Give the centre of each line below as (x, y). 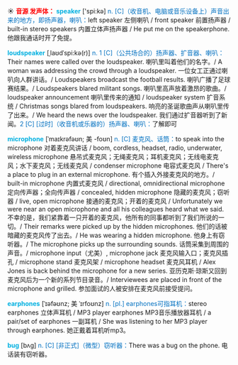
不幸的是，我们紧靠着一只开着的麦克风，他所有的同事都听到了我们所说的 (113, 217)
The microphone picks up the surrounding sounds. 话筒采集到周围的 (129, 244)
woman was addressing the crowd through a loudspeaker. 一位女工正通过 (114, 71)
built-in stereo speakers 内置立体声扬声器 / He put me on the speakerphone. (119, 29)
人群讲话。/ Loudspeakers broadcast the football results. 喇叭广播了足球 (125, 80)
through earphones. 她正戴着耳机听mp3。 (68, 330)
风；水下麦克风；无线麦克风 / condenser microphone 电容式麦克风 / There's (118, 165)
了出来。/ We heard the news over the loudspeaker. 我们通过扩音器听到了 (114, 115)
